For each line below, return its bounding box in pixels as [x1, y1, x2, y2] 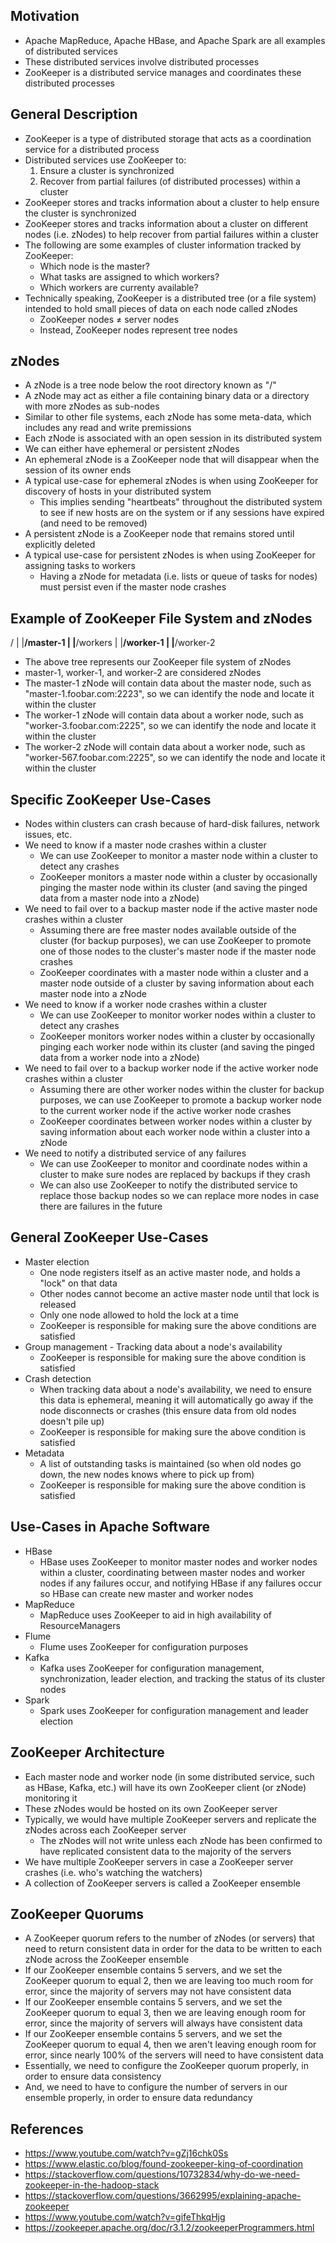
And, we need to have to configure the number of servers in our [24, 2081, 288, 2093]
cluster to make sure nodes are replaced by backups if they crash [39, 1169, 311, 1181]
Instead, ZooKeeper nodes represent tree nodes [39, 324, 238, 336]
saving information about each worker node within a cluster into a [39, 1126, 311, 1138]
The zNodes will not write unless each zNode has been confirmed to [39, 1834, 323, 1846]
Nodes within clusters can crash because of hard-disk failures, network [24, 818, 320, 830]
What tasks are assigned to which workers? [39, 270, 220, 283]
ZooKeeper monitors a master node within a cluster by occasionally [39, 871, 318, 883]
